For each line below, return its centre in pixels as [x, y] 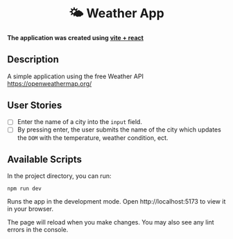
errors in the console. [38, 230]
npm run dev [24, 189]
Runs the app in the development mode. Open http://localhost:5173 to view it [116, 202]
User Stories [35, 105]
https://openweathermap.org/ [50, 83]
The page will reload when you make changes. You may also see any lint [111, 222]
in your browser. [31, 209]
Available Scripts [44, 159]
